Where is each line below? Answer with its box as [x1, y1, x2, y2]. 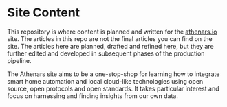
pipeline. [7, 56, 32, 64]
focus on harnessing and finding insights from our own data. [7, 91, 179, 100]
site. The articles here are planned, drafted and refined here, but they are [7, 42, 215, 50]
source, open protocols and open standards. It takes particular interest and [7, 84, 219, 93]
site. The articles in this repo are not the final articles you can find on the [7, 34, 213, 43]
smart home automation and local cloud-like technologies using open [7, 77, 204, 85]
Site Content [7, 5, 80, 21]
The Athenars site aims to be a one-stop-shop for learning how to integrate [7, 70, 220, 78]
